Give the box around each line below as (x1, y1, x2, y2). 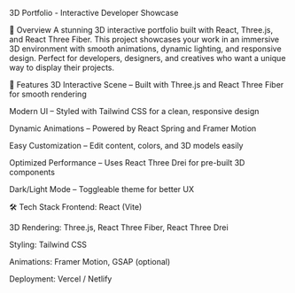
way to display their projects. (9, 62, 115, 73)
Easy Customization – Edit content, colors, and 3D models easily (9, 141, 244, 150)
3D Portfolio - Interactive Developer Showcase (9, 8, 179, 18)
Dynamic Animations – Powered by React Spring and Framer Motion (9, 123, 257, 134)
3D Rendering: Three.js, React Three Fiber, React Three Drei (9, 222, 229, 233)
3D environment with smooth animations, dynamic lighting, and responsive (9, 43, 282, 54)
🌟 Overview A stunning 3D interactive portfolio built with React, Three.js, (9, 25, 273, 35)
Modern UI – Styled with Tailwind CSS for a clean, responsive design (9, 106, 260, 116)
